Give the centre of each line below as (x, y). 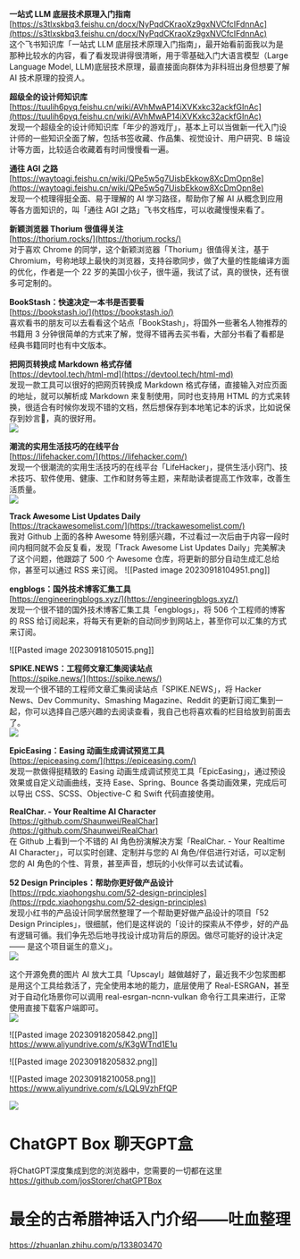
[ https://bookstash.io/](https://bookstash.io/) (92, 312)
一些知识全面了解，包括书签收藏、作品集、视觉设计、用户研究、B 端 (158, 138)
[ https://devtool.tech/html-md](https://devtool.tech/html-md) (121, 374)
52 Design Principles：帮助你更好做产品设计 (92, 882)
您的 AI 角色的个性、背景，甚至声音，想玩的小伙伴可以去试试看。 (129, 863)
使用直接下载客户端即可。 (56, 1008)
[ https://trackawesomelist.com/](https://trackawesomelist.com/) (127, 526)
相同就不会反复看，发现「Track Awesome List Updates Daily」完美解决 (155, 548)
